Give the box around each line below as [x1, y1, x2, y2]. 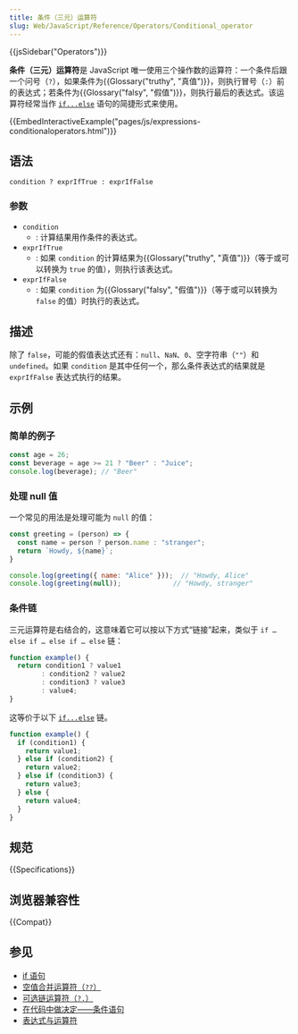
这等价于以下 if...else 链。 [9, 712, 113, 723]
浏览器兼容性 [9, 892, 80, 908]
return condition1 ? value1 [17, 661, 122, 671]
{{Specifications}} [9, 864, 76, 875]
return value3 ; [25, 780, 82, 789]
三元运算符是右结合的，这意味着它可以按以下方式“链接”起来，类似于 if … [9, 623, 277, 635]
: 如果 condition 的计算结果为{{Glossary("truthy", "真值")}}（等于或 [35, 252, 282, 263]
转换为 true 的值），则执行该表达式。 [43, 263, 178, 274]
